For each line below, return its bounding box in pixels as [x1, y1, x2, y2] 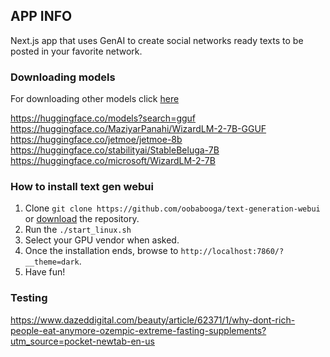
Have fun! [24, 266, 66, 278]
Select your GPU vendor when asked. [24, 234, 180, 246]
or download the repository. [24, 213, 140, 225]
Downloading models [10, 70, 116, 84]
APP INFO [10, 8, 73, 25]
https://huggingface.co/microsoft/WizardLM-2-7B [10, 155, 216, 167]
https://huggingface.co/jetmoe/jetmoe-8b [10, 134, 183, 146]
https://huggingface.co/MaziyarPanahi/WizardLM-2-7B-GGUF [10, 123, 267, 135]
